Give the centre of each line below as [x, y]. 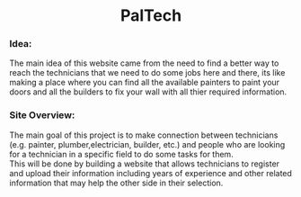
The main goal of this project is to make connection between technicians [144, 135]
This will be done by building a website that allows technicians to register [145, 164]
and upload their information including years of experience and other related [150, 173]
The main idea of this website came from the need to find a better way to [144, 63]
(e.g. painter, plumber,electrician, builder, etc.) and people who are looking [147, 144]
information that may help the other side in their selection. [116, 183]
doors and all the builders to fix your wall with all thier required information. [148, 92]
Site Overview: [42, 115]
